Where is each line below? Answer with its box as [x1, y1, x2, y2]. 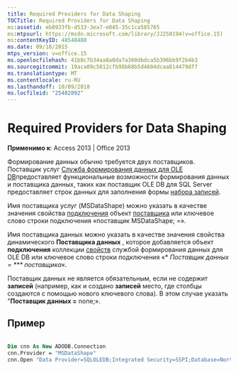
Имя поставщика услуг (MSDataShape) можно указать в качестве [7, 202, 208, 210]
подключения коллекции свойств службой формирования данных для [7, 246, 223, 254]
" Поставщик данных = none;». [7, 297, 101, 305]
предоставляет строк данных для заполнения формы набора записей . [7, 187, 221, 196]
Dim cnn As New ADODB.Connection [7, 342, 106, 350]
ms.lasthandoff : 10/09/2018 [7, 83, 91, 90]
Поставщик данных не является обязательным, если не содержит [7, 274, 208, 283]
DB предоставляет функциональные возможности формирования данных [7, 173, 229, 181]
